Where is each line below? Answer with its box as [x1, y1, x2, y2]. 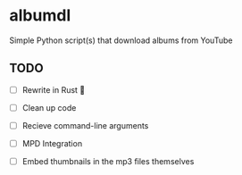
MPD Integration [21, 137, 83, 148]
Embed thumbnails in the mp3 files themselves [21, 156, 195, 166]
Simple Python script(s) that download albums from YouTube [9, 35, 233, 46]
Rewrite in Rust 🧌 [21, 84, 86, 95]
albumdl [9, 5, 71, 26]
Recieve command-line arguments [21, 120, 149, 130]
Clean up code [21, 102, 77, 112]
